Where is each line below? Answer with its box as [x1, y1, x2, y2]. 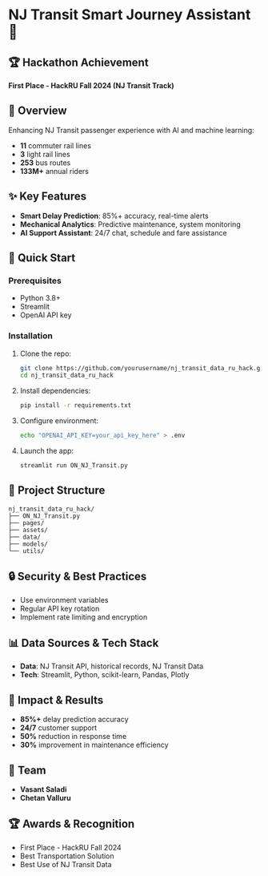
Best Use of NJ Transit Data [19, 859, 112, 869]
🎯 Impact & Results [8, 693, 104, 707]
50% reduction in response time [19, 732, 127, 741]
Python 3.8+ [19, 293, 62, 303]
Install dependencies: [19, 386, 91, 396]
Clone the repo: [19, 349, 72, 358]
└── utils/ [8, 547, 45, 555]
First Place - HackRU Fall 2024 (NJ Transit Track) [8, 81, 174, 90]
